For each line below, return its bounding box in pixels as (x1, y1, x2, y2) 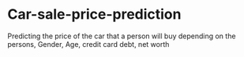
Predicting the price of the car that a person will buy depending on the (7, 31, 236, 41)
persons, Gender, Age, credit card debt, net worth (7, 39, 170, 48)
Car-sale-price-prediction (7, 5, 182, 23)
